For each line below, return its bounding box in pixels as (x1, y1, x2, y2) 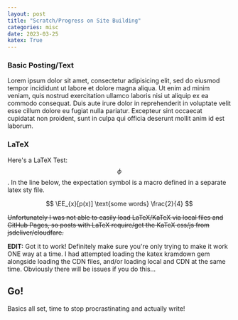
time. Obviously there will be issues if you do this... (7, 265, 156, 273)
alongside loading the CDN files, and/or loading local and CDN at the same (7, 257, 226, 265)
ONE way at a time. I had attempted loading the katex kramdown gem (7, 250, 210, 258)
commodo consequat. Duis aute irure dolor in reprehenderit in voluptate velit (7, 99, 231, 107)
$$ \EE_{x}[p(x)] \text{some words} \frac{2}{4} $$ (45, 199, 193, 208)
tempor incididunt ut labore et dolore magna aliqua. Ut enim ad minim (7, 84, 210, 92)
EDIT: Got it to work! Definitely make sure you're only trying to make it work (7, 242, 229, 250)
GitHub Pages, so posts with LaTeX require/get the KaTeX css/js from (7, 220, 210, 229)
